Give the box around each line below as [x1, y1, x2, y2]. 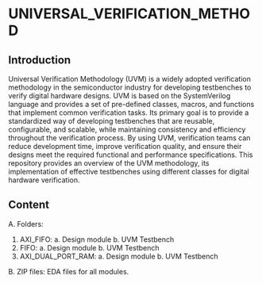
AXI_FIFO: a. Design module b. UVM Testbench [19, 235, 175, 244]
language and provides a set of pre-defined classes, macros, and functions [8, 100, 255, 109]
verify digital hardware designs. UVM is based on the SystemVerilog [8, 91, 231, 100]
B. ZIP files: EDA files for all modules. [8, 266, 129, 276]
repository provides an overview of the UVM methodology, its [8, 159, 210, 167]
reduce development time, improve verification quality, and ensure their [8, 142, 242, 151]
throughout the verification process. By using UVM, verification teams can [8, 133, 251, 143]
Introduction [8, 53, 71, 67]
